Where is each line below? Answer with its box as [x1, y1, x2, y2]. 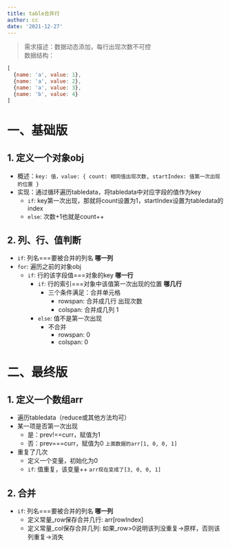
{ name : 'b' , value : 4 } [13, 90, 79, 97]
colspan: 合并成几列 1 [58, 306, 119, 314]
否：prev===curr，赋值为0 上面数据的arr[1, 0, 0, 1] [27, 439, 178, 448]
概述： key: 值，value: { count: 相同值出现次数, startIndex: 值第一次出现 [17, 172, 220, 180]
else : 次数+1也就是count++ [27, 212, 105, 221]
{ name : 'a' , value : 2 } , [13, 78, 81, 85]
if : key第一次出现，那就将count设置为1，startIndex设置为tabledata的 [27, 196, 224, 204]
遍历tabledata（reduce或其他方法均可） [17, 413, 131, 421]
